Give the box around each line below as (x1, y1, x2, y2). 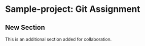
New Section (5, 23, 45, 32)
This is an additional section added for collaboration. (5, 36, 112, 42)
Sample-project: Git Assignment (5, 3, 141, 15)
